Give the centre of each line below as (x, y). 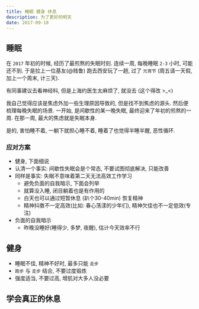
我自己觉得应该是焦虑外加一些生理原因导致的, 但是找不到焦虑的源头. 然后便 (97, 103)
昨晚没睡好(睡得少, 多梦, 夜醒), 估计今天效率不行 (82, 227)
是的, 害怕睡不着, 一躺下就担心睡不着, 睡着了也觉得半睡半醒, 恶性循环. (91, 131)
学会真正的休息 (33, 299)
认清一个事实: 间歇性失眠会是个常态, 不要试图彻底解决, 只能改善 (92, 168)
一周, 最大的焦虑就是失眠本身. (60, 118)
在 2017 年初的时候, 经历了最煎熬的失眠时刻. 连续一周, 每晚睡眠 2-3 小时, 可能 (99, 63)
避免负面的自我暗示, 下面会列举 (61, 183)
